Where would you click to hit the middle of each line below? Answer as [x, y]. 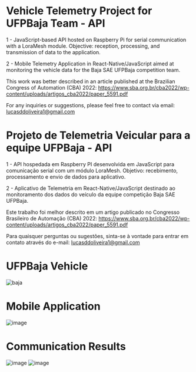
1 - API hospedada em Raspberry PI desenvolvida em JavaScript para [90, 164]
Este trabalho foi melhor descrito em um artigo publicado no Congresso [93, 212]
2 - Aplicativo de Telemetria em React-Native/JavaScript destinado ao [91, 188]
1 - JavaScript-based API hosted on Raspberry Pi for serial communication [96, 39]
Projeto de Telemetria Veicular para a [98, 135]
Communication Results [66, 346]
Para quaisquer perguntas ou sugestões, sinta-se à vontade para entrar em [97, 236]
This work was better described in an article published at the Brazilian [91, 81]
